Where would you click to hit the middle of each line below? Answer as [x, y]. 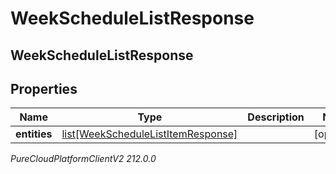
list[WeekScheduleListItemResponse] [149, 134]
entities [34, 134]
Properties [44, 88]
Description [276, 117]
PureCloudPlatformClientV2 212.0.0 [83, 159]
